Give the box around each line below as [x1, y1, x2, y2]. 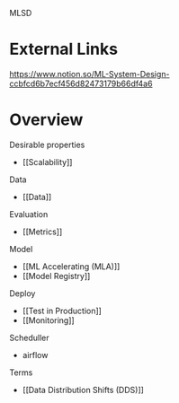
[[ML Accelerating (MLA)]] [22, 260, 121, 272]
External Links [9, 39, 119, 59]
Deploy [9, 287, 36, 299]
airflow [22, 349, 49, 360]
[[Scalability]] [22, 156, 73, 167]
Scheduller [9, 332, 49, 343]
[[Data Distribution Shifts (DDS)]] [22, 384, 144, 395]
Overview [9, 110, 84, 130]
